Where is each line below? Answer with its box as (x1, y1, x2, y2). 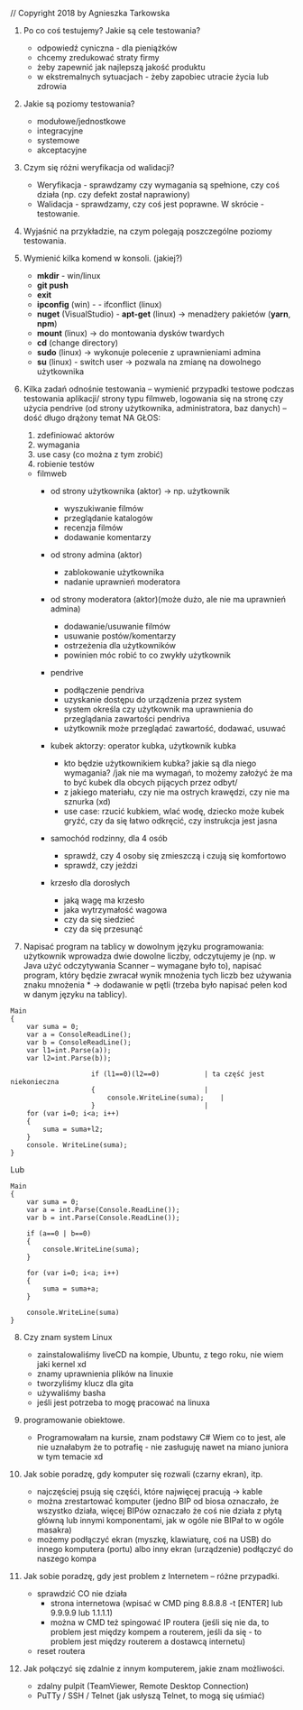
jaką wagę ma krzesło (63, 895, 145, 906)
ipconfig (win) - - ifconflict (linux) (36, 299, 162, 309)
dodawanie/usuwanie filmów (63, 621, 170, 631)
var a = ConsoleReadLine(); (26, 1030, 132, 1039)
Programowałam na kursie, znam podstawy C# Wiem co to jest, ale (36, 1432, 287, 1442)
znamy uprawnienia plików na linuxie (36, 1368, 174, 1379)
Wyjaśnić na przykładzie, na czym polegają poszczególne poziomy (23, 225, 273, 236)
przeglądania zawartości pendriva (63, 713, 190, 724)
